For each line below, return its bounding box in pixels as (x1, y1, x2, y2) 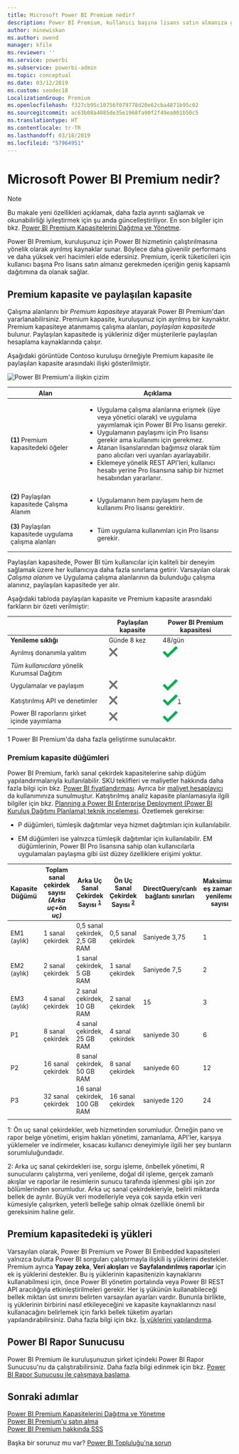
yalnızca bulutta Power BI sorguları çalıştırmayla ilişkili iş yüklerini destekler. (7, 1254, 229, 1263)
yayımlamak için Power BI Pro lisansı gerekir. (97, 421, 228, 429)
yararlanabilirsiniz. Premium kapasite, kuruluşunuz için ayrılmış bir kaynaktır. (7, 315, 230, 324)
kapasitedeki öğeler (10, 443, 69, 452)
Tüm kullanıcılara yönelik (10, 661, 84, 670)
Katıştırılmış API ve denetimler (10, 696, 98, 705)
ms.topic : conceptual (7, 71, 72, 78)
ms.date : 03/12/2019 (7, 79, 69, 86)
